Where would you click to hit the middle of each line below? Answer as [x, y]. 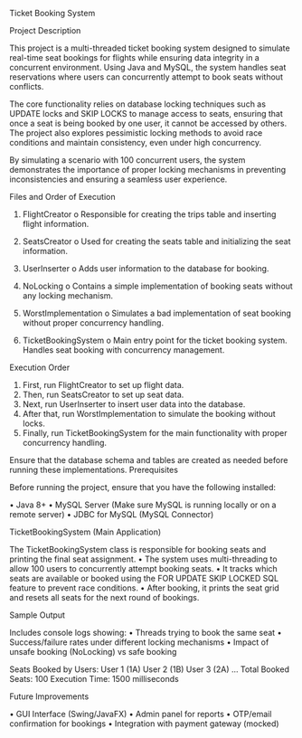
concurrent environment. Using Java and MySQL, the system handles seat [148, 67]
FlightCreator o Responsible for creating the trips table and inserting [149, 214]
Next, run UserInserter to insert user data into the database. [134, 404]
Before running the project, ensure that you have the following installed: [143, 487]
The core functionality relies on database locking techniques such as [138, 104]
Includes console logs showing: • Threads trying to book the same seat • [146, 633]
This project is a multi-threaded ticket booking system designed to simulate [150, 48]
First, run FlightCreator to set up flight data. [103, 385]
